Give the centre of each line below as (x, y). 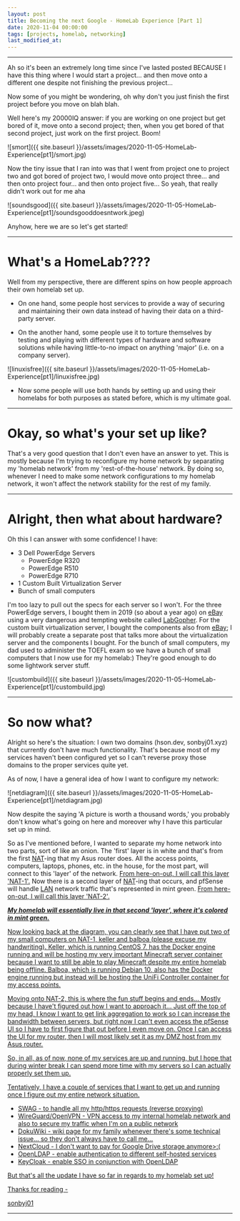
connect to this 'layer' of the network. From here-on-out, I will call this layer (119, 873)
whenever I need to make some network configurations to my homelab (111, 476)
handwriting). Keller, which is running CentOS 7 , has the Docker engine (111, 947)
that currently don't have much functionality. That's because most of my (114, 749)
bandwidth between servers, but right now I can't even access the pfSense (118, 1021)
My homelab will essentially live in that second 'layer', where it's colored (118, 910)
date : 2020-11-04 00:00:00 (47, 27)
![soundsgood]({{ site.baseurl (51, 205)
